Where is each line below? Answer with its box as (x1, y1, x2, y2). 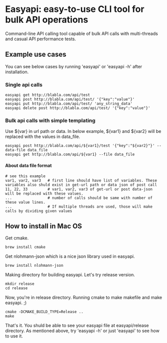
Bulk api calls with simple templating (5, 117, 96, 124)
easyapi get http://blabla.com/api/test (5, 93, 91, 98)
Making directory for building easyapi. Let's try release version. (5, 272, 136, 278)
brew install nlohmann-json (5, 263, 64, 268)
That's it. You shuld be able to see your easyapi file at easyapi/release (5, 323, 149, 329)
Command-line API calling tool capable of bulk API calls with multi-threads (5, 30, 158, 36)
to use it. (5, 333, 23, 339)
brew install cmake (5, 245, 46, 250)
